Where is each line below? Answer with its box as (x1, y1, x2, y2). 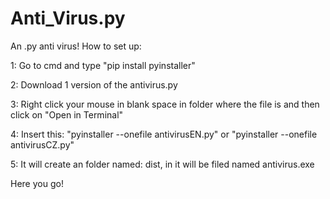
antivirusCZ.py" (10, 138, 75, 151)
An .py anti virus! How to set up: (10, 40, 142, 52)
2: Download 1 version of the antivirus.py (10, 78, 178, 91)
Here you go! (10, 177, 64, 189)
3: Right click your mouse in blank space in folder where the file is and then (10, 98, 320, 110)
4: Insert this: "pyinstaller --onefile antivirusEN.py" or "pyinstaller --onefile (10, 128, 318, 140)
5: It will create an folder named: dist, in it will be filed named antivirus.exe (10, 158, 315, 170)
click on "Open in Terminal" (10, 108, 124, 121)
